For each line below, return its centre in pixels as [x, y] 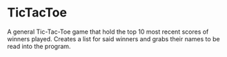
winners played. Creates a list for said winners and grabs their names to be [113, 38]
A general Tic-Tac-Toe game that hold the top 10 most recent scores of [108, 32]
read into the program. [39, 46]
